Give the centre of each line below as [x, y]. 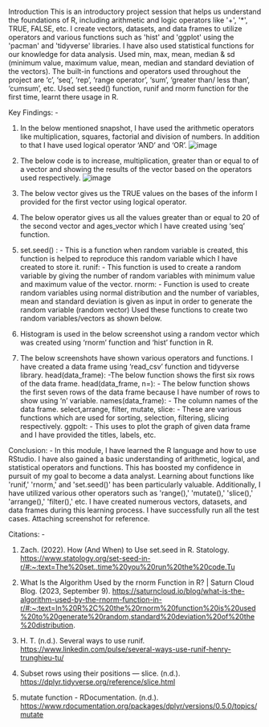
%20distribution [47, 625]
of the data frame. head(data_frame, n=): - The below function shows [135, 384]
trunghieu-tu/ [42, 658]
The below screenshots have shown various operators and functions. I [137, 358]
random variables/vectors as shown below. [91, 318]
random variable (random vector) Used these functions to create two [134, 310]
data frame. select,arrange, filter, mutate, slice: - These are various [131, 409]
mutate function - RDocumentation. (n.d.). [89, 697]
